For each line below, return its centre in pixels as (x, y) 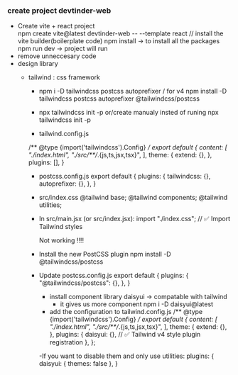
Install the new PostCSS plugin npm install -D (105, 254)
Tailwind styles (61, 227)
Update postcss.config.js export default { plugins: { (114, 276)
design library (38, 64)
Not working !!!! (61, 240)
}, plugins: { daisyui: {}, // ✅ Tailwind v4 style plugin (125, 335)
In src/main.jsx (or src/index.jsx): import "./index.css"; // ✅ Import (135, 219)
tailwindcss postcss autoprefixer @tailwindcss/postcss (119, 99)
